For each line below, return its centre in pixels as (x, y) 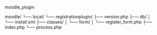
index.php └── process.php (33, 27)
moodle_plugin (20, 7)
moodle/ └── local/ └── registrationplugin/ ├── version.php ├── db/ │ (78, 17)
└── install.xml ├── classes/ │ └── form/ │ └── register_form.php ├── (78, 22)
